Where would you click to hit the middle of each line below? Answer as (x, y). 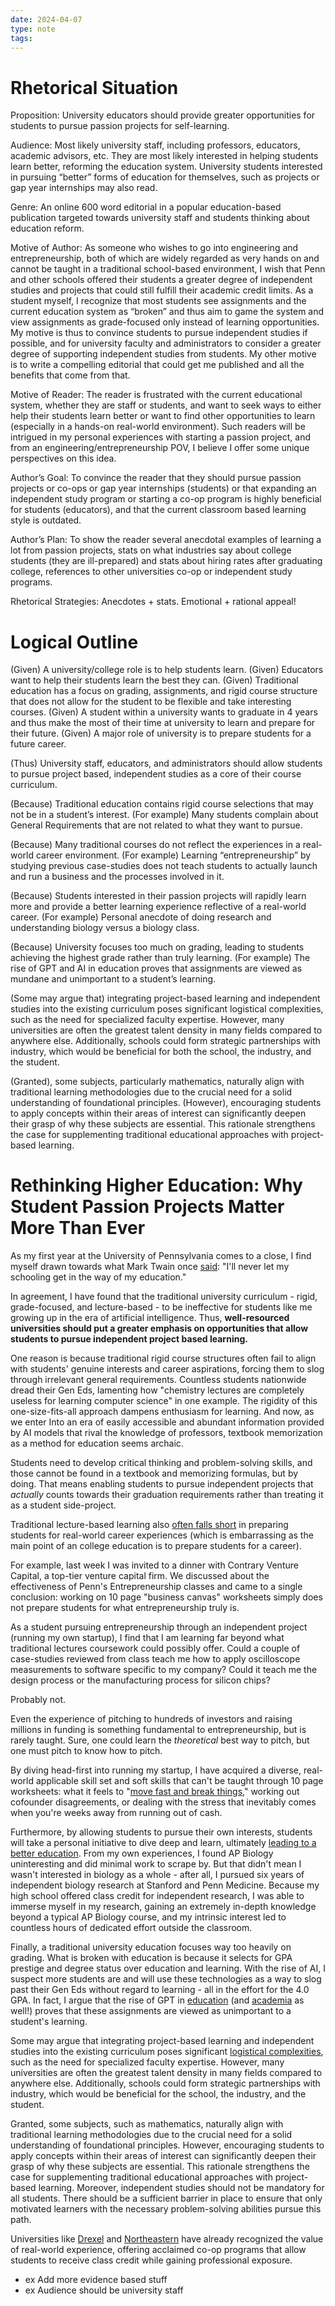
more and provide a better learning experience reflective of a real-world (158, 907)
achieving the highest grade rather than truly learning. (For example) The (160, 958)
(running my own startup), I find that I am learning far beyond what (147, 1638)
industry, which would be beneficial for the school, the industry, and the (158, 2094)
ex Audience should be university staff (104, 2290)
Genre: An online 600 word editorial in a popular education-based (146, 207)
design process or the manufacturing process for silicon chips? (140, 1680)
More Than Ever (78, 1228)
